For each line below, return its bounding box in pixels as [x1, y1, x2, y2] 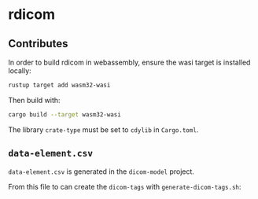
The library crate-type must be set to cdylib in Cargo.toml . [8, 124, 199, 135]
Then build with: [8, 95, 61, 105]
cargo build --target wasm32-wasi [8, 110, 122, 119]
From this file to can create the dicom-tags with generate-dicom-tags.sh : [8, 182, 241, 191]
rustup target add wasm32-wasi [8, 81, 111, 89]
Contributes [8, 37, 68, 50]
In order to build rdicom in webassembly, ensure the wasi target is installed [8, 57, 251, 67]
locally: [8, 66, 31, 76]
